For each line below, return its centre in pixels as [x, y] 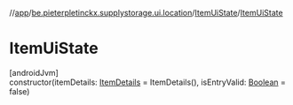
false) [20, 91]
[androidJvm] [34, 72]
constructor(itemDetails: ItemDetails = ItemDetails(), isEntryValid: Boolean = [147, 82]
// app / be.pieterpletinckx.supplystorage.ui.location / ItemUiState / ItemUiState [146, 13]
